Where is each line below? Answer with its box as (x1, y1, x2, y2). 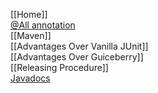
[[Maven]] (10, 30, 52, 41)
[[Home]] (10, 9, 48, 20)
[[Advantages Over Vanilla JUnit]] (10, 40, 149, 52)
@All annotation (10, 19, 76, 31)
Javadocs (10, 72, 51, 84)
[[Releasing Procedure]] (10, 62, 109, 73)
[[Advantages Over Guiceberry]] (10, 51, 144, 63)
